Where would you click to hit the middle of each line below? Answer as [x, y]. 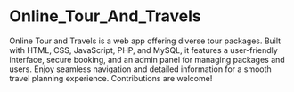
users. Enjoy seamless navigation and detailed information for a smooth [140, 69]
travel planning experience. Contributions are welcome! [111, 78]
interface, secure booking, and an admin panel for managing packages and [147, 59]
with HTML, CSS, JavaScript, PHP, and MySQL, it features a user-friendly [143, 50]
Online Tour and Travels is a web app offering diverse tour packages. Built [145, 41]
